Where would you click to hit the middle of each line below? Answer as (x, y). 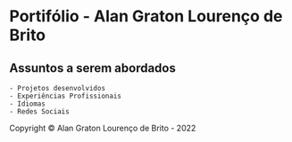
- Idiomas (28, 104)
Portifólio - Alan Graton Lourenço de (146, 16)
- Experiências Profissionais (66, 96)
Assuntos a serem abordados (92, 68)
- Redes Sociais (39, 112)
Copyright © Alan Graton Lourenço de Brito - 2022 (103, 128)
